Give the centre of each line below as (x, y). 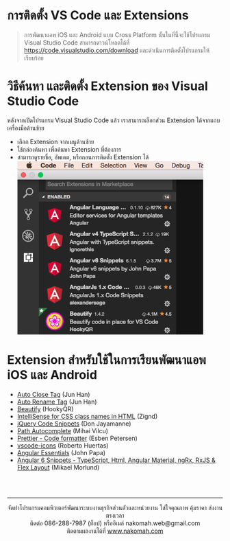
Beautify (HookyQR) (45, 408)
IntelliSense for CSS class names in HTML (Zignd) (87, 416)
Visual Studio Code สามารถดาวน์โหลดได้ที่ (77, 43)
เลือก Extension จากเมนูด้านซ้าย (55, 141)
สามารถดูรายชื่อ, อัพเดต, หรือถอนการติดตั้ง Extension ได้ (83, 157)
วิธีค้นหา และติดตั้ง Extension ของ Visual (107, 86)
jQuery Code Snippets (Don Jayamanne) (74, 424)
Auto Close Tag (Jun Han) (53, 394)
